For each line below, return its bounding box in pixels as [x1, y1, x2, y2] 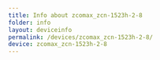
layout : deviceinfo [8, 26, 73, 34]
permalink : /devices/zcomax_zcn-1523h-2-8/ [8, 33, 154, 41]
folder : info [8, 19, 51, 26]
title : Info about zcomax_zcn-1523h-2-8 [8, 11, 143, 19]
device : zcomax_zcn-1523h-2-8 [8, 41, 108, 48]
